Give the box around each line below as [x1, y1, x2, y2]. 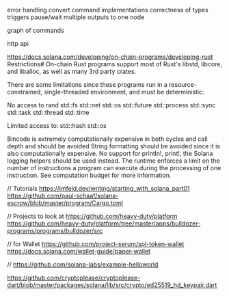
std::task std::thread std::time [7, 109, 90, 116]
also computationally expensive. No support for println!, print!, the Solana [7, 150, 213, 157]
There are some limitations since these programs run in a [7, 81, 167, 88]
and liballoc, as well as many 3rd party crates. [7, 68, 137, 75]
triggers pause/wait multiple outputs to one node [7, 13, 145, 21]
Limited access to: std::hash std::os [7, 122, 107, 129]
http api [7, 40, 29, 47]
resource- [168, 81, 197, 88]
